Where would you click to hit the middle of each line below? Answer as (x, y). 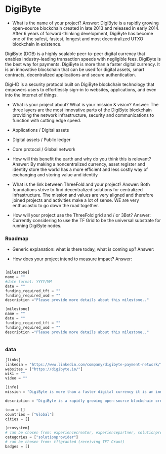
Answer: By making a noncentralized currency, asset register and (79, 164)
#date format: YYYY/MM (28, 282)
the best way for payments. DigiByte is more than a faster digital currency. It (83, 64)
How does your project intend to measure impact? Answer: (72, 259)
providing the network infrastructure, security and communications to (83, 115)
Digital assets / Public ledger (41, 140)
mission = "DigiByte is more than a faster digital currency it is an (79, 392)
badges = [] (17, 446)
